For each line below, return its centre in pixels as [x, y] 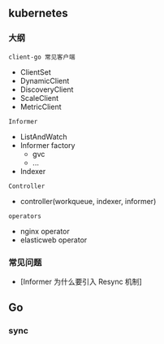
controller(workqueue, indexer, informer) [88, 201]
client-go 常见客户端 [42, 57]
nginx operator [45, 231]
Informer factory [47, 145]
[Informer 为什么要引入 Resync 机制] [81, 281]
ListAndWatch [43, 137]
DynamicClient [45, 81]
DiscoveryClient [47, 89]
